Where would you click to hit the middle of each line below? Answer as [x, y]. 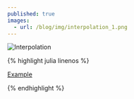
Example [20, 74]
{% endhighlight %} [36, 88]
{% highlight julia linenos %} [48, 61]
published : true [31, 14]
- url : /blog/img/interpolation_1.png [71, 27]
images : [19, 21]
